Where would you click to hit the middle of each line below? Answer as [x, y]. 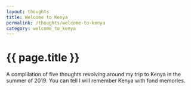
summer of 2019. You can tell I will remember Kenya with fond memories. [96, 80]
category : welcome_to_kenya [41, 28]
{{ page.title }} [43, 58]
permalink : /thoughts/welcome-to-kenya [56, 23]
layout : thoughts [28, 12]
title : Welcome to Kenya [37, 17]
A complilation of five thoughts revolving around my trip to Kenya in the [93, 75]
